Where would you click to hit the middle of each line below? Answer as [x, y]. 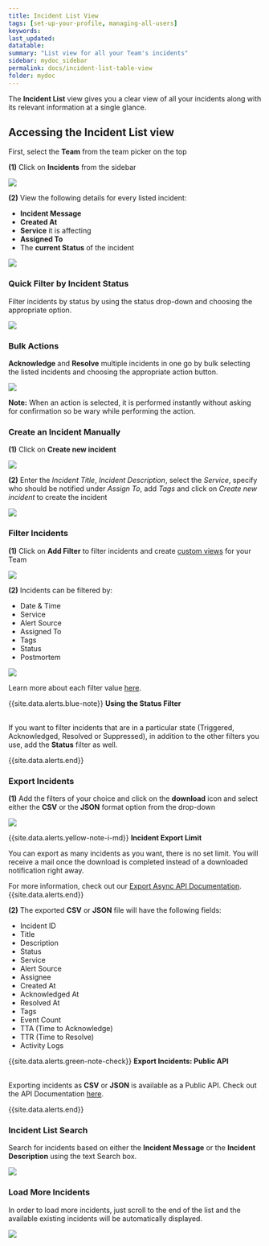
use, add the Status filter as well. [63, 745]
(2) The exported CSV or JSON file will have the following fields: [115, 910]
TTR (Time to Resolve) [57, 1037]
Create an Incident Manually [65, 431]
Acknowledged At [49, 994]
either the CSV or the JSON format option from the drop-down [112, 807]
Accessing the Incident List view [92, 132]
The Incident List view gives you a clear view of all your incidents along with [135, 98]
